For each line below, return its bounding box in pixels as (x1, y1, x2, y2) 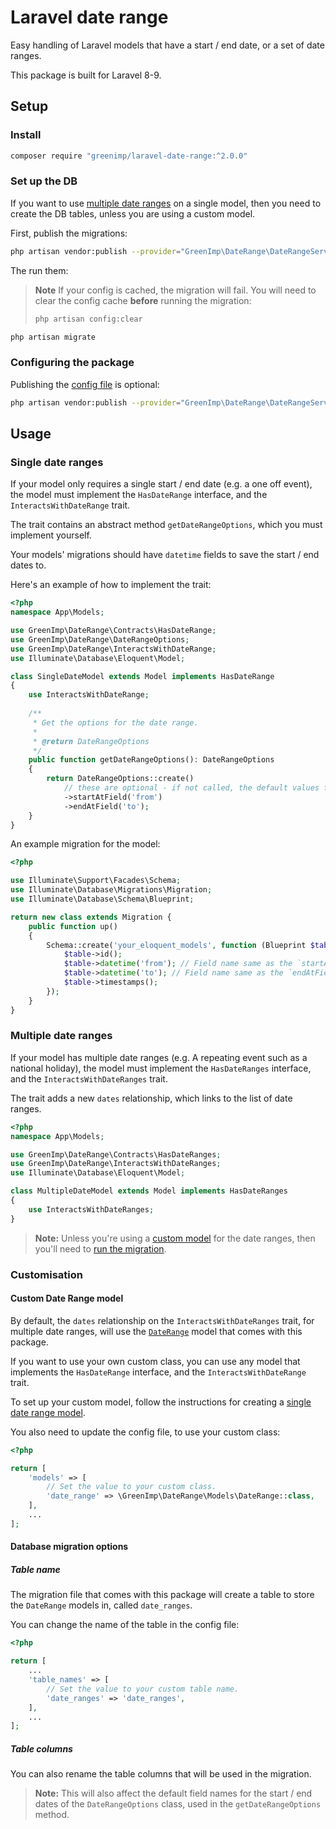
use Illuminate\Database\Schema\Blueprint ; (10, 894, 195, 905)
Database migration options (10, 1541, 129, 1553)
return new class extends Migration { (10, 912, 172, 922)
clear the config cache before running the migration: (34, 294, 252, 306)
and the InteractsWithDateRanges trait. (10, 1072, 168, 1085)
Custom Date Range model (10, 1292, 124, 1305)
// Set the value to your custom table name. (46, 1684, 240, 1694)
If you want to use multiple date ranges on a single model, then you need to (10, 197, 322, 209)
